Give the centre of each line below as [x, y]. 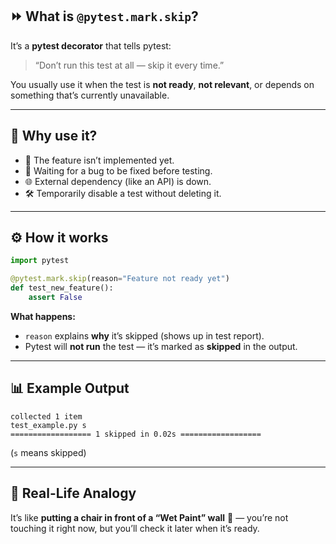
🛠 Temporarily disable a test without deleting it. [123, 193]
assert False [55, 298]
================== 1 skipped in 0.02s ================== [136, 434]
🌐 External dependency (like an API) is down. [118, 181]
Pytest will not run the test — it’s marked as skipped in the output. [161, 346]
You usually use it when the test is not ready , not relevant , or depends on [162, 84]
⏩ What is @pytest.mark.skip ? [104, 16]
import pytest [40, 261]
